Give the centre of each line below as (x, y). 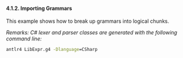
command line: (24, 39)
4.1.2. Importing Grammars (39, 8)
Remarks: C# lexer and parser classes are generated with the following (92, 33)
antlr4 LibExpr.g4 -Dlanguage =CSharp (52, 50)
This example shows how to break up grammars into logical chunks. (88, 21)
